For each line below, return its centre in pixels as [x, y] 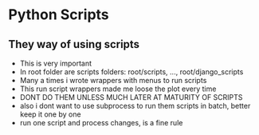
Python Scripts [59, 15]
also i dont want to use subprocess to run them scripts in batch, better [135, 106]
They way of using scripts [74, 44]
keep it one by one [50, 114]
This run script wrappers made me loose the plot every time [118, 89]
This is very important [56, 63]
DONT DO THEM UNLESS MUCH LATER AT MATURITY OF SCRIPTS [131, 97]
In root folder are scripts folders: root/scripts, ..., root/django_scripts [131, 72]
